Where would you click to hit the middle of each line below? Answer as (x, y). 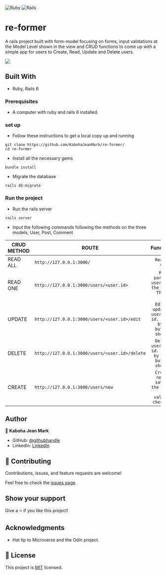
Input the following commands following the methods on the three (79, 227)
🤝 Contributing (28, 461)
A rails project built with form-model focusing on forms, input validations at (82, 41)
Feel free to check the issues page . (41, 483)
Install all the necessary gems (42, 158)
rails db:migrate (23, 186)
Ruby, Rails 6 (25, 89)
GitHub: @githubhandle (36, 440)
